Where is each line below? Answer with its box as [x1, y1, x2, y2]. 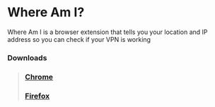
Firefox [24, 91, 50, 101]
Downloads [7, 52, 47, 62]
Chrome [24, 72, 54, 81]
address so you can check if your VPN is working [7, 35, 151, 43]
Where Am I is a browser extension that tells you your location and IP [7, 28, 208, 36]
